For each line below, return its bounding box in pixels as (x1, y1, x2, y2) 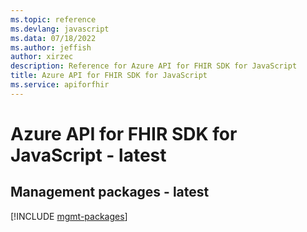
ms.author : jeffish (10, 42, 92, 53)
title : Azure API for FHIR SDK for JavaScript (10, 71, 208, 81)
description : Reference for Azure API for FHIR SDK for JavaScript (10, 61, 298, 71)
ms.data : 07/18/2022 (10, 33, 97, 43)
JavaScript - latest (10, 144, 167, 166)
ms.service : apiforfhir (10, 80, 110, 90)
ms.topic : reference (10, 14, 97, 25)
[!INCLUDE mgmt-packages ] (10, 210, 128, 222)
